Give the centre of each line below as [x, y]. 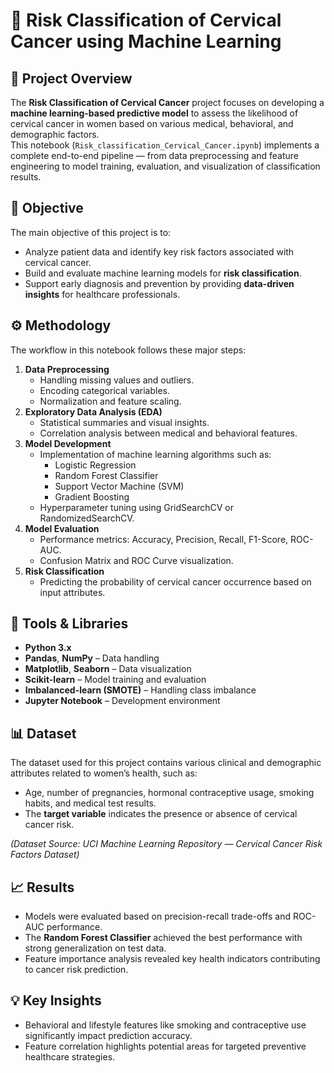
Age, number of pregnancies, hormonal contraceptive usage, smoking [169, 793]
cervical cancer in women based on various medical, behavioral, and [152, 123]
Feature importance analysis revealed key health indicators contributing [172, 959]
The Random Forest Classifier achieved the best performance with [163, 938]
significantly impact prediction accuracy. [108, 1035]
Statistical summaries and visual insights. [124, 422]
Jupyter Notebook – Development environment [122, 701]
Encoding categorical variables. [105, 390]
